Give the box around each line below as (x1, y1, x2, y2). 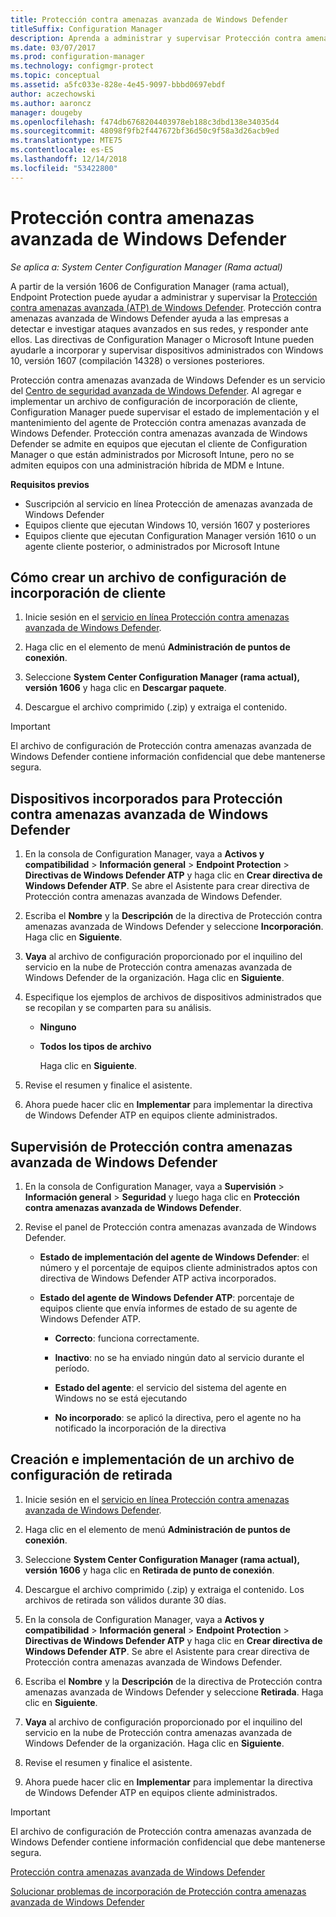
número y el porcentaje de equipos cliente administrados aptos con (39, 1262, 318, 1273)
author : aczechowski (10, 89, 97, 99)
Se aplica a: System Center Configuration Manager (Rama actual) (10, 261, 283, 273)
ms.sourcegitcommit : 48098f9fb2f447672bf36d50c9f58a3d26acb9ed (10, 126, 280, 136)
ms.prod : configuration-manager (10, 52, 145, 62)
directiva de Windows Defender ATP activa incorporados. (39, 1272, 277, 1284)
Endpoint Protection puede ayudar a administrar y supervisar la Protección (10, 291, 318, 303)
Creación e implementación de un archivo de (10, 1451, 295, 1468)
